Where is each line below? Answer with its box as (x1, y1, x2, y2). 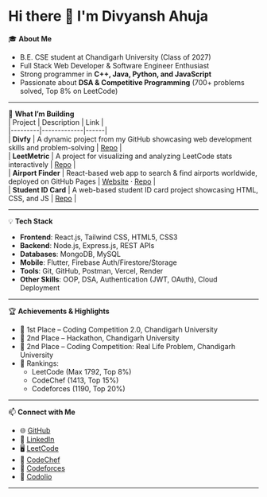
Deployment (19, 282, 60, 293)
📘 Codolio (19, 472, 52, 481)
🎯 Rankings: (19, 358, 60, 368)
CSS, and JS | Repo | (8, 193, 77, 203)
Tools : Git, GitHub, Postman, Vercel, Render (19, 266, 164, 275)
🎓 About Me (8, 33, 52, 43)
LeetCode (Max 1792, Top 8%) (31, 367, 132, 376)
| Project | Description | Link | (8, 117, 104, 126)
